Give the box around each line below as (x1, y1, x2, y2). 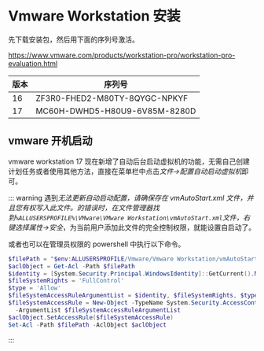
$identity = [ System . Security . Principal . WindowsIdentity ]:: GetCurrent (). (8, 269, 255, 278)
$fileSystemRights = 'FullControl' (8, 277, 125, 285)
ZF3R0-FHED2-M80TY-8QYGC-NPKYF (35, 92, 189, 103)
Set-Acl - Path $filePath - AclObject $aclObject (8, 320, 167, 329)
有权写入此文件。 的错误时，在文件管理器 (21, 202, 153, 212)
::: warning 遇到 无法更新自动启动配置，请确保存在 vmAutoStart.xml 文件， (8, 193, 247, 202)
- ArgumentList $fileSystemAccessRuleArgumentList (15, 306, 181, 314)
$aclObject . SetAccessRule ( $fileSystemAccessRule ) (8, 313, 174, 321)
